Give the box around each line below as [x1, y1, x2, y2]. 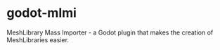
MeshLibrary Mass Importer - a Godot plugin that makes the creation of [6, 28, 214, 37]
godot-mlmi [6, 5, 77, 21]
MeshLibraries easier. [6, 35, 70, 44]
